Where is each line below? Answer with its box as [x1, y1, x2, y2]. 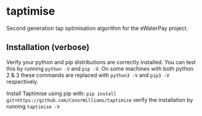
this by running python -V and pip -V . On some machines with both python [6, 65, 193, 72]
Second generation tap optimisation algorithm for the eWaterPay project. [6, 24, 189, 32]
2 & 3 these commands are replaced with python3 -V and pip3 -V [6, 71, 170, 79]
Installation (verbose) [6, 42, 90, 53]
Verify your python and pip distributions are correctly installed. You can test [6, 58, 196, 65]
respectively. [6, 78, 38, 85]
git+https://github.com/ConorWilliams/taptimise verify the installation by [6, 96, 193, 103]
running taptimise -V [6, 103, 60, 110]
